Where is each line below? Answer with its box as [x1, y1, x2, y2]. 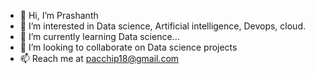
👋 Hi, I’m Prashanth [19, 10, 99, 21]
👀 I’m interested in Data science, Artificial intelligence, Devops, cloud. [19, 20, 307, 32]
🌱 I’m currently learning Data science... [19, 31, 180, 42]
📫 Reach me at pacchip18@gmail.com [19, 53, 180, 64]
